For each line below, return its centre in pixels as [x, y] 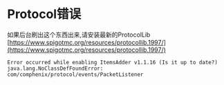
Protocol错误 [44, 14]
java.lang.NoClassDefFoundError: [55, 68]
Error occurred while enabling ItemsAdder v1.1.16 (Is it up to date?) [112, 62]
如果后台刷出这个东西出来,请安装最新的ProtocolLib [79, 35]
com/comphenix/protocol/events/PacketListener [75, 74]
